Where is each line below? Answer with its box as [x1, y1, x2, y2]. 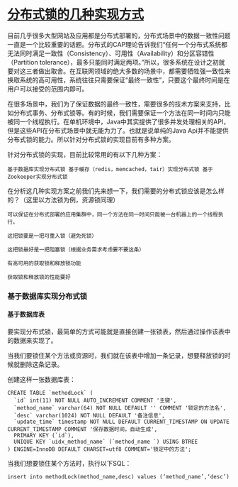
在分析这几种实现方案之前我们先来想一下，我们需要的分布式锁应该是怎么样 [7, 186, 225, 195]
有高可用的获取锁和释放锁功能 [7, 260, 81, 267]
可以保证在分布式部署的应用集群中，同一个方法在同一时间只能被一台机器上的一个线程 [7, 211, 218, 218]
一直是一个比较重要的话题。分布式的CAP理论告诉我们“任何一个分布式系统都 [7, 40, 228, 48]
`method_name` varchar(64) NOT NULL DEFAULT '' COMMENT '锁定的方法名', [13, 405, 227, 412]
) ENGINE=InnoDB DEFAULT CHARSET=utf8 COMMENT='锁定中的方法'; [7, 446, 191, 453]
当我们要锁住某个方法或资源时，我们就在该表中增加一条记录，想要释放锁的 [7, 351, 225, 360]
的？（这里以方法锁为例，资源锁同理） [7, 195, 119, 204]
